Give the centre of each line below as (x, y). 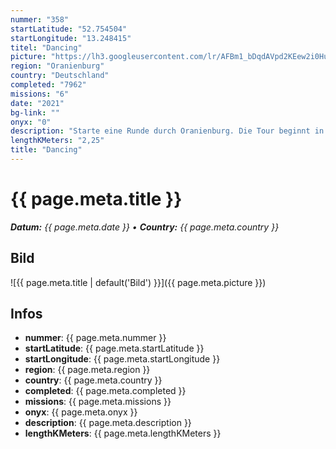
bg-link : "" (35, 112)
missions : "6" (40, 94)
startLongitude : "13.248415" (71, 38)
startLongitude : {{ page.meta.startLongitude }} (122, 359)
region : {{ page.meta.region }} (87, 370)
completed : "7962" (48, 85)
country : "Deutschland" (60, 76)
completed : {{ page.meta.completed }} (105, 391)
